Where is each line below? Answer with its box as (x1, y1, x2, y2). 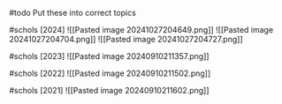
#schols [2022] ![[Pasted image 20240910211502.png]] (9, 68, 211, 78)
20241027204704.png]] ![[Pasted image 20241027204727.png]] (9, 34, 243, 44)
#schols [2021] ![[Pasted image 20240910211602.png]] (9, 85, 210, 95)
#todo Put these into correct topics (9, 8, 137, 18)
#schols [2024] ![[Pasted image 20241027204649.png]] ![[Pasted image (9, 25, 274, 34)
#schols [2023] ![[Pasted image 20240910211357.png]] (9, 51, 210, 61)
